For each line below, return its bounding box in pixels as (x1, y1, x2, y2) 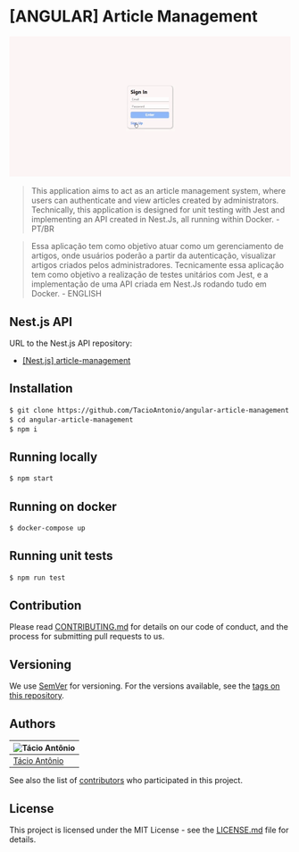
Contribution (9, 597, 82, 613)
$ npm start (9, 474, 54, 483)
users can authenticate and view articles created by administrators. (30, 195, 279, 206)
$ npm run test (9, 573, 66, 582)
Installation (9, 381, 73, 397)
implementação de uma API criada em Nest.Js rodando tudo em (30, 279, 268, 289)
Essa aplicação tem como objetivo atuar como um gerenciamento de (30, 241, 284, 252)
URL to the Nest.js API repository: (9, 338, 132, 349)
